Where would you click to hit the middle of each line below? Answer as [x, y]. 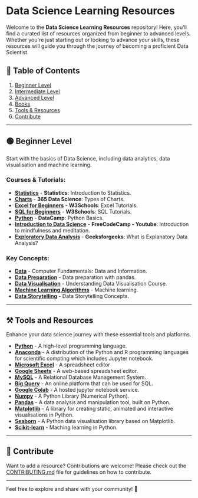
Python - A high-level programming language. [71, 346]
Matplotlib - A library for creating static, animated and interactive [94, 408]
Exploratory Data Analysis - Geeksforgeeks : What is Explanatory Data [101, 237]
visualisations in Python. [44, 415]
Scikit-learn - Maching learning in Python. [66, 427]
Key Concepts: [28, 258]
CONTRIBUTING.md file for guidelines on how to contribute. [79, 472]
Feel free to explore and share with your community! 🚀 [72, 489]
